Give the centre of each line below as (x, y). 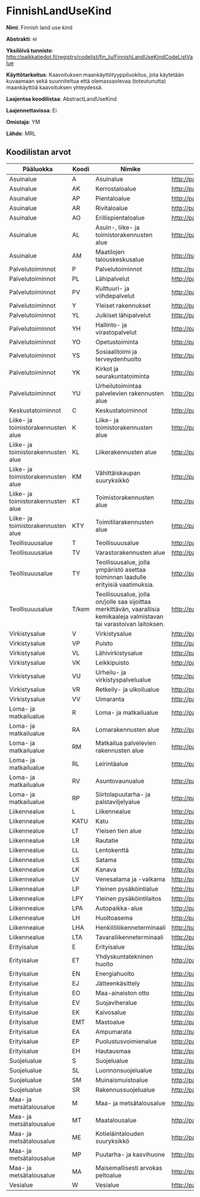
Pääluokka (38, 169)
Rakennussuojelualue (125, 1089)
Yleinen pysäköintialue (127, 889)
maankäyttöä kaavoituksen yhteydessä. (54, 87)
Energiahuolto (115, 973)
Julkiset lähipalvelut (123, 315)
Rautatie (107, 840)
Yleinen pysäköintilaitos (129, 898)
